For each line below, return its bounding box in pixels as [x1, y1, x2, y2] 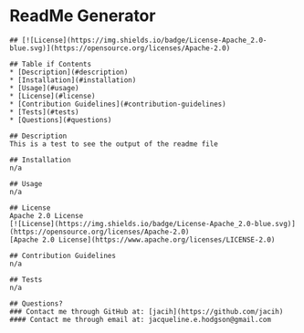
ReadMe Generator [9, 5, 156, 26]
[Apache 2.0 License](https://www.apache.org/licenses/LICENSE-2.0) [9, 234, 276, 245]
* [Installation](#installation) [9, 75, 137, 85]
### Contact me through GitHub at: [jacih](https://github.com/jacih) [9, 307, 284, 316]
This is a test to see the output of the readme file [9, 139, 219, 149]
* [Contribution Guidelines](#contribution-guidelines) [9, 99, 226, 109]
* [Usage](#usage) [9, 83, 79, 92]
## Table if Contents [9, 59, 92, 68]
